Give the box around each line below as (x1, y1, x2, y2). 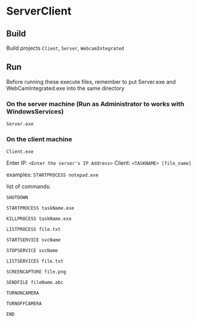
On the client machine (6, 135, 73, 144)
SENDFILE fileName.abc (6, 280, 64, 286)
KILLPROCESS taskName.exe (6, 216, 72, 222)
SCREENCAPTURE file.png (6, 269, 67, 275)
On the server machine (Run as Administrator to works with (6, 99, 185, 108)
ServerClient (6, 4, 72, 18)
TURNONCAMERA (6, 290, 39, 297)
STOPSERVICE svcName (6, 247, 59, 254)
